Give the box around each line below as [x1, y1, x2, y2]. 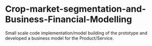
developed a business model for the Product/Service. [5, 35, 114, 41]
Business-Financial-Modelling [5, 14, 132, 25]
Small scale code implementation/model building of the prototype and [5, 30, 148, 36]
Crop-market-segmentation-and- [5, 3, 146, 15]
